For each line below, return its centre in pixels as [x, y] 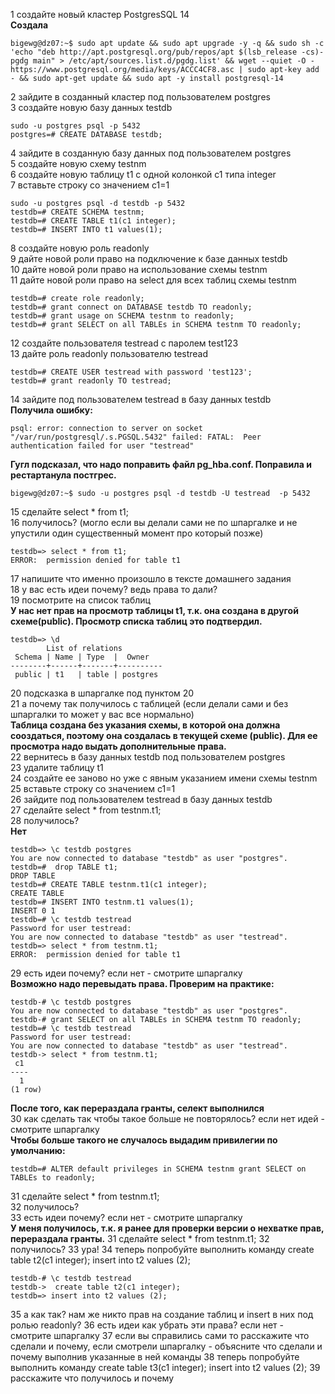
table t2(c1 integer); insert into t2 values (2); [100, 1260]
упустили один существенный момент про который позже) [137, 533]
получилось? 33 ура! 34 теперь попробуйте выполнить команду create [162, 1249]
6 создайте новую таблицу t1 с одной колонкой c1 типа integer [143, 174]
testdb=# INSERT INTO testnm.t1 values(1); [102, 902]
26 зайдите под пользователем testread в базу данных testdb [141, 799]
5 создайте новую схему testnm [78, 163]
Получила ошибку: [51, 410]
